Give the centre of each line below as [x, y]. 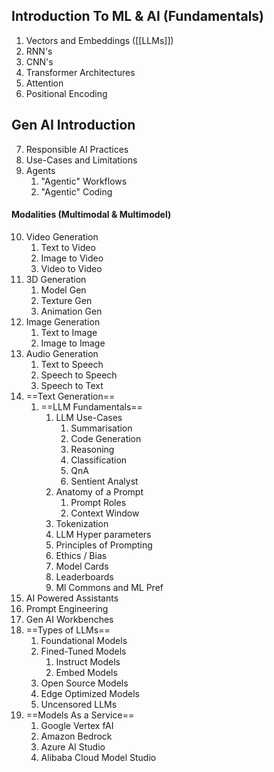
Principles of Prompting [104, 545]
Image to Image [73, 343]
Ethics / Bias [81, 555]
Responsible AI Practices [77, 149]
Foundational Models [84, 640]
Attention [44, 83]
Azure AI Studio [73, 746]
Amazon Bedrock [76, 736]
